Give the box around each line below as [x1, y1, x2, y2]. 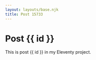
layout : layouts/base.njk [5, 7, 58, 12]
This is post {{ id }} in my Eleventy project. [5, 49, 92, 55]
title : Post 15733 [5, 12, 43, 17]
